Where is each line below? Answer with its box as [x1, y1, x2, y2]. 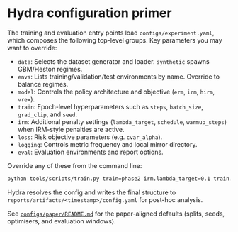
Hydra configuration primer [7, 5, 172, 21]
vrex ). [17, 94, 35, 104]
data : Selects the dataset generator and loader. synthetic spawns [17, 57, 210, 65]
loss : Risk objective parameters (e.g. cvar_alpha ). [17, 133, 163, 141]
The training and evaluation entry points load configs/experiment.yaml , [7, 28, 215, 37]
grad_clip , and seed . [17, 110, 78, 118]
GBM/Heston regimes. [17, 65, 83, 73]
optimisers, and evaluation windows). [7, 216, 116, 225]
